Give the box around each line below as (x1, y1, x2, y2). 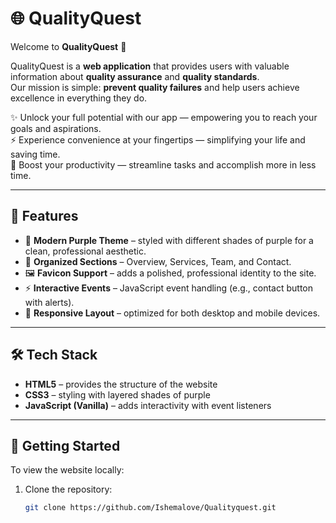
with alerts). (24, 296, 75, 308)
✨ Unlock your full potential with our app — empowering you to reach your (10, 111, 318, 123)
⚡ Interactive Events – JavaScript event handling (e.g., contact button (24, 282, 313, 294)
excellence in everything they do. (10, 92, 148, 104)
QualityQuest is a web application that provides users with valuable (10, 60, 290, 72)
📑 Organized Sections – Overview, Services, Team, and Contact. (24, 255, 292, 267)
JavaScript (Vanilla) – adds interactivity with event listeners (24, 399, 272, 411)
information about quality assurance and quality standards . (10, 70, 260, 82)
